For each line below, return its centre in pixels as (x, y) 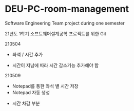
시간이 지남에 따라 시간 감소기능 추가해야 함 (55, 65)
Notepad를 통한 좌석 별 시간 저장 (45, 86)
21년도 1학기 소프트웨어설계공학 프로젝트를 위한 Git (55, 33)
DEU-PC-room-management (67, 9)
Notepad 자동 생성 (31, 92)
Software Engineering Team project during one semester (65, 23)
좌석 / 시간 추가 (27, 54)
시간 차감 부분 (26, 103)
